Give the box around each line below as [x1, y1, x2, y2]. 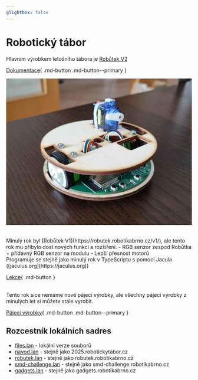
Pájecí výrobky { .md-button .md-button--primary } [6, 309, 129, 316]
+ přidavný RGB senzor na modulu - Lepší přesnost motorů [6, 250, 149, 257]
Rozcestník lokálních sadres [6, 326, 112, 336]
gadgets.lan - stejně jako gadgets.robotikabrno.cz [14, 366, 136, 374]
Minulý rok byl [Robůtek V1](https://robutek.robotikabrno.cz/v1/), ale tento [6, 237, 186, 244]
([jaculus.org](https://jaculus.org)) [6, 262, 89, 269]
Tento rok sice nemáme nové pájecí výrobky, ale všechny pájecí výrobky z [6, 291, 187, 298]
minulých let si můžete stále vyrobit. [6, 297, 94, 304]
